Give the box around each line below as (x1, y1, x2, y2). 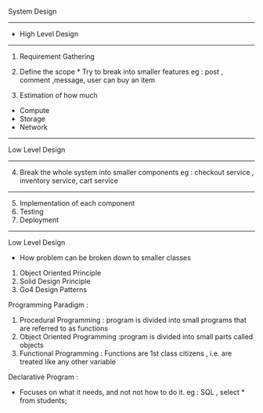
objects (19, 341, 45, 349)
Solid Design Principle (19, 276, 91, 286)
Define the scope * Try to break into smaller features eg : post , (19, 67, 224, 76)
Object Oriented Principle (19, 269, 102, 277)
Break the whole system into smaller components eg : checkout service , (19, 168, 254, 177)
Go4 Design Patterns (19, 285, 88, 294)
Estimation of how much (19, 90, 98, 100)
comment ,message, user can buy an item (19, 75, 155, 85)
